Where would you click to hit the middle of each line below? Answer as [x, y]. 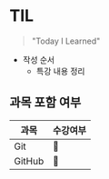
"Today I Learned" [66, 41]
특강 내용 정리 [60, 71]
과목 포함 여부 [45, 102]
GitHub [29, 161]
